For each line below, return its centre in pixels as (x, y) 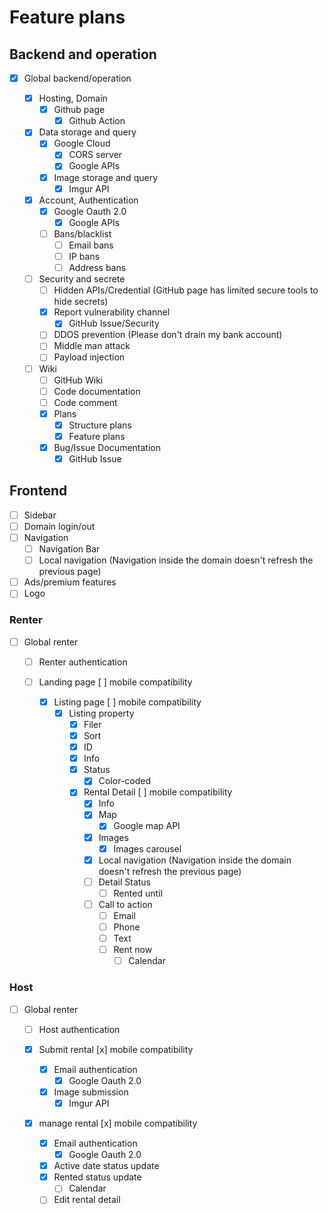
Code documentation (97, 391)
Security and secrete (82, 279)
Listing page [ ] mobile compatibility (127, 702)
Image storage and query (106, 177)
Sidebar (40, 515)
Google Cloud (82, 143)
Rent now (133, 950)
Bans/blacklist (82, 233)
